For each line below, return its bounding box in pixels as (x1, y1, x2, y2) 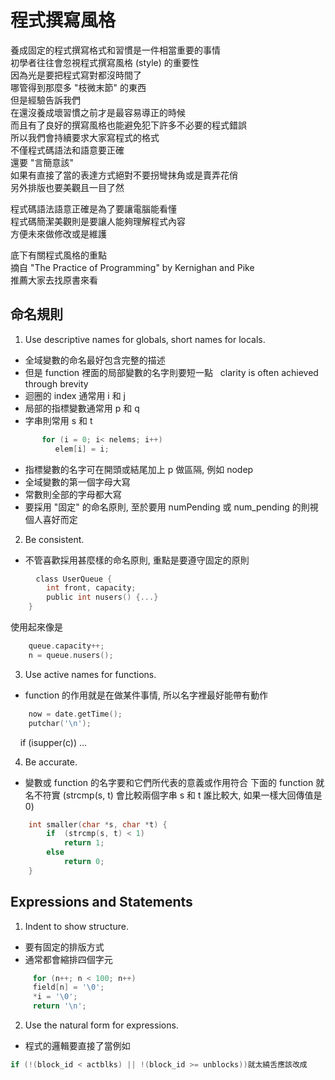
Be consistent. (24, 533, 85, 545)
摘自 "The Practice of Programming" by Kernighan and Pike (10, 261, 255, 273)
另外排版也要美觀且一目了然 (10, 181, 125, 193)
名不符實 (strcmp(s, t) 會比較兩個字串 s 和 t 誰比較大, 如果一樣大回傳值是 (24, 789, 323, 801)
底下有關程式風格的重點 (10, 249, 107, 261)
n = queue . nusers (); (28, 650, 114, 660)
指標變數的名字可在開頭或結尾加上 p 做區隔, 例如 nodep (24, 463, 254, 475)
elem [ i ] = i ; (54, 444, 110, 454)
